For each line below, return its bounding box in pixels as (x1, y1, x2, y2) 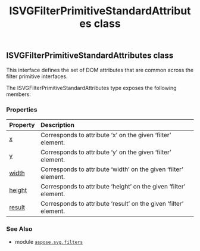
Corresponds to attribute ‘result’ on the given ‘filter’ (40, 199, 184, 207)
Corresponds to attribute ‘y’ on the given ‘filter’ (40, 148, 171, 156)
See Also (6, 225, 33, 233)
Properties (6, 106, 37, 114)
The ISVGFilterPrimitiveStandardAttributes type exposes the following (6, 84, 177, 91)
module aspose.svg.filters (14, 238, 83, 246)
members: (6, 91, 32, 98)
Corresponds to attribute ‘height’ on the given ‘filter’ (40, 182, 186, 190)
